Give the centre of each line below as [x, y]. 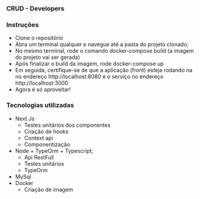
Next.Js [25, 118]
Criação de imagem [49, 189]
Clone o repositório [39, 38]
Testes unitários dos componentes [67, 125]
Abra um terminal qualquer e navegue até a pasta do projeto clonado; [102, 44]
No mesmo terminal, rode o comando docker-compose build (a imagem [104, 51]
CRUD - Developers [35, 8]
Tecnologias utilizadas [40, 106]
